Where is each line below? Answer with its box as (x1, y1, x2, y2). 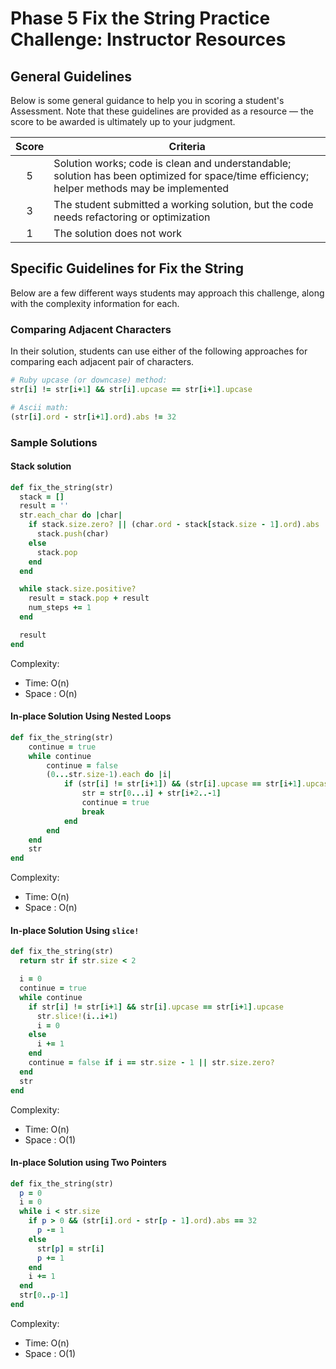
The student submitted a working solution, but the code (53, 198, 314, 211)
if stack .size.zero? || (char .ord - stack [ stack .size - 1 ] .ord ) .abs (28, 520, 320, 530)
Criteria (168, 140, 206, 153)
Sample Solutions (10, 435, 98, 449)
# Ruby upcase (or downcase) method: (10, 375, 168, 386)
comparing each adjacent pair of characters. (10, 356, 195, 368)
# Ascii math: (10, 402, 70, 412)
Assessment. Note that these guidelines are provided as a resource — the (10, 105, 314, 117)
